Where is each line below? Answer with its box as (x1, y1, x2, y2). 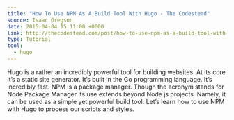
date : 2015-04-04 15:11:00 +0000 (7, 23, 104, 30)
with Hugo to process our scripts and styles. (7, 105, 134, 113)
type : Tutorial (7, 36, 52, 43)
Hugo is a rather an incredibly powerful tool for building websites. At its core (7, 67, 226, 76)
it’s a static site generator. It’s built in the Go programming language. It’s (7, 75, 212, 83)
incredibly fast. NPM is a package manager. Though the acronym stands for (7, 83, 224, 91)
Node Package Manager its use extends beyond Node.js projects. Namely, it (7, 89, 226, 98)
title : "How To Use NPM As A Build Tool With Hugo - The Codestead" (7, 10, 210, 17)
